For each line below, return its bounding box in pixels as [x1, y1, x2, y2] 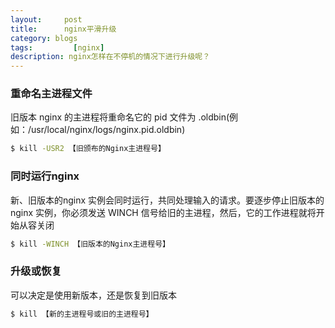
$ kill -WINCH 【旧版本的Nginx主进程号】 [10, 239, 170, 249]
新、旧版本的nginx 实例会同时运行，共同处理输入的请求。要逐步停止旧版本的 [10, 194, 325, 206]
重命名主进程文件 [10, 87, 93, 101]
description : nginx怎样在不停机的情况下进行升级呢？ [10, 52, 211, 62]
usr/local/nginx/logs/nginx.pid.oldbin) [31, 124, 186, 136]
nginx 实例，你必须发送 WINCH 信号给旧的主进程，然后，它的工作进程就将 [10, 206, 317, 218]
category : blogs [10, 33, 78, 43]
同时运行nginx [10, 169, 80, 183]
